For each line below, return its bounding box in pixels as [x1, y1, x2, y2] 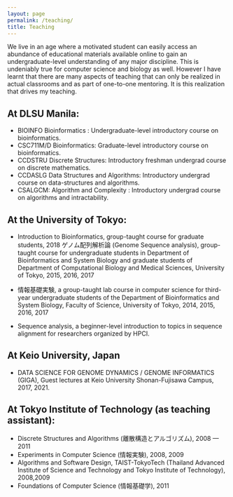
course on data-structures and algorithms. [17, 178, 140, 187]
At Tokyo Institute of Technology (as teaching [7, 404, 211, 416]
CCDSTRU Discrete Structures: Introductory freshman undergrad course [17, 156, 227, 165]
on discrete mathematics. [17, 164, 91, 172]
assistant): [7, 415, 55, 427]
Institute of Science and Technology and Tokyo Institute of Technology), [17, 465, 226, 474]
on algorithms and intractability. [17, 194, 109, 202]
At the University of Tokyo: [7, 213, 127, 225]
